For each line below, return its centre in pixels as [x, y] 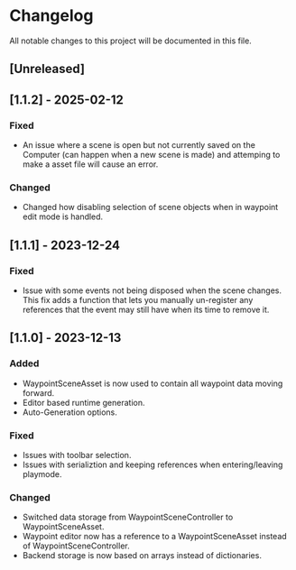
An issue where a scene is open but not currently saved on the [139, 145]
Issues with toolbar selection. [77, 455]
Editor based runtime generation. [83, 402]
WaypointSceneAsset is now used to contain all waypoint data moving [153, 383]
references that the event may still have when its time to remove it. [146, 309]
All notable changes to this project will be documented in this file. [131, 41]
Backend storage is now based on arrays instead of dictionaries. [142, 556]
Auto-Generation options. [69, 412]
